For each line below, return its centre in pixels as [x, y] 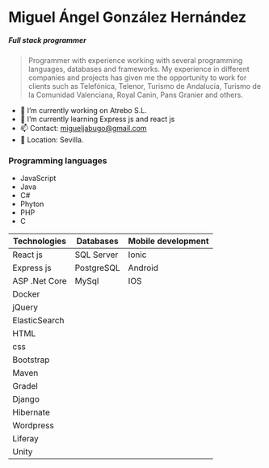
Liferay [25, 439]
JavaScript [38, 179]
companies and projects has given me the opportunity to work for [137, 78]
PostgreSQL [98, 268]
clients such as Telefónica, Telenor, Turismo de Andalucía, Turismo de [144, 86]
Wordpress [33, 426]
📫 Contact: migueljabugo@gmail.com [83, 129]
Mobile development [168, 241]
